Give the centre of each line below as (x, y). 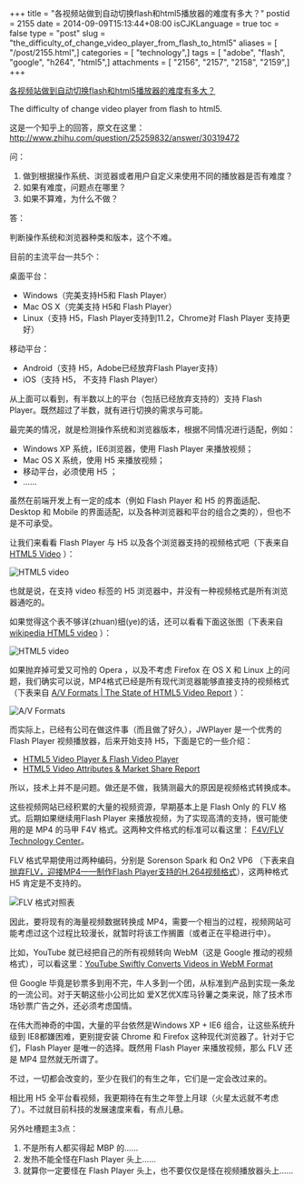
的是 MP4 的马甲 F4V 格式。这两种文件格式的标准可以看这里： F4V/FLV (150, 829)
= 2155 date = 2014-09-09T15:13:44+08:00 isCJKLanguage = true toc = (144, 24)
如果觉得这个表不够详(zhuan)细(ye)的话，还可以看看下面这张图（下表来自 (147, 622)
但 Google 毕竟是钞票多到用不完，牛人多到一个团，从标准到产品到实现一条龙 (152, 983)
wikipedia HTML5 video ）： (60, 633)
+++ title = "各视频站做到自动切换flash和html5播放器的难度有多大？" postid (150, 13)
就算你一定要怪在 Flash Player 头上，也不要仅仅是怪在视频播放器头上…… (158, 1170)
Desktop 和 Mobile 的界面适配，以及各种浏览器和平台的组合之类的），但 (142, 512)
